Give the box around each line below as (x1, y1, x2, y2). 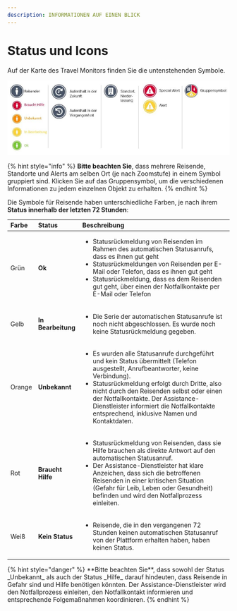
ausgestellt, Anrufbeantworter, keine (92, 364, 199, 373)
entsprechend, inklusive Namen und (92, 409, 197, 418)
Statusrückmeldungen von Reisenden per (92, 260, 213, 268)
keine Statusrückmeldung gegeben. (92, 327, 196, 335)
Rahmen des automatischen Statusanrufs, (92, 245, 214, 253)
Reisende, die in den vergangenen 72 (92, 521, 202, 529)
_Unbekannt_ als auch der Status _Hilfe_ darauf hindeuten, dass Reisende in (7, 572, 228, 581)
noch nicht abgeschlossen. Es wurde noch (92, 320, 216, 328)
